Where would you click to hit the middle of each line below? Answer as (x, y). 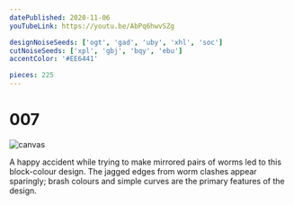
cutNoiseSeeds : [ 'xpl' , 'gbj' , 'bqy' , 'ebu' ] (96, 50)
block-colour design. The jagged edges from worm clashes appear (134, 171)
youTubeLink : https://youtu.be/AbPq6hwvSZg (92, 26)
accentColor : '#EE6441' (54, 59)
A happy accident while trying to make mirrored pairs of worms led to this (145, 162)
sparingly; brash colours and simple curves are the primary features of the (147, 181)
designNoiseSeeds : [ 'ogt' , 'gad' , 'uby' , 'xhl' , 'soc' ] (116, 42)
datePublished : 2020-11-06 (60, 18)
